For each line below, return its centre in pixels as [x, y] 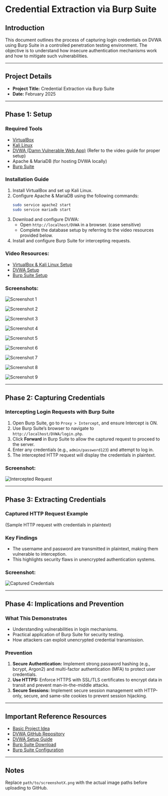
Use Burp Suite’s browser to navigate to [53, 428]
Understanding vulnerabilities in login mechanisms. [65, 629]
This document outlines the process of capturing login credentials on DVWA [83, 40]
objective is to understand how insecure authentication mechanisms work [81, 51]
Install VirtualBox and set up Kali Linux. [52, 190]
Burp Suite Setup [30, 275]
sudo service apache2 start [41, 205]
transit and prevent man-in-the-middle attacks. [61, 685]
